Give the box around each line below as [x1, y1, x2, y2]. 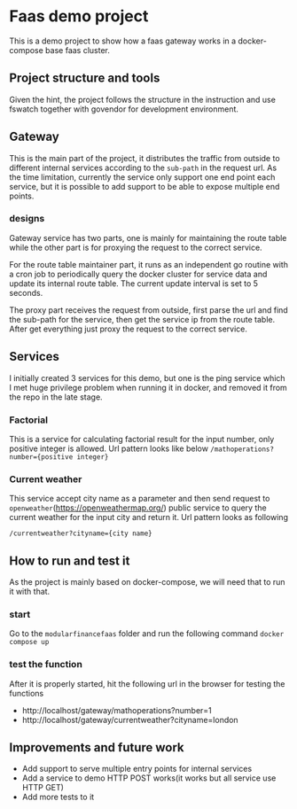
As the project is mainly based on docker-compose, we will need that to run [9, 577, 285, 587]
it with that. [9, 587, 51, 597]
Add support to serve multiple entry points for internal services [21, 764, 253, 774]
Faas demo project [9, 6, 149, 27]
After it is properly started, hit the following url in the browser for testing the [9, 678, 285, 688]
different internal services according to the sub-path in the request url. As [9, 162, 277, 173]
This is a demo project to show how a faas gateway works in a [9, 35, 237, 46]
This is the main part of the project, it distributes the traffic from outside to [9, 152, 281, 163]
